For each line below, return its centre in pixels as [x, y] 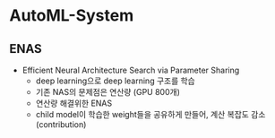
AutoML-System [72, 16]
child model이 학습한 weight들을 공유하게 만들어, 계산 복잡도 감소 [150, 114]
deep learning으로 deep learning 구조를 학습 [115, 81]
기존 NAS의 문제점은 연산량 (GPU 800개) [108, 92]
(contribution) [61, 125]
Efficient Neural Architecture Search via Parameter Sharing [131, 70]
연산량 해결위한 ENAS [74, 103]
